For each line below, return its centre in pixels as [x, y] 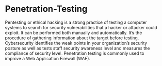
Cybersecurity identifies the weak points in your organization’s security [76, 43]
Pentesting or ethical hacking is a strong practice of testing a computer [76, 22]
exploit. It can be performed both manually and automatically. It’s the [73, 33]
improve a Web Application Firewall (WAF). [48, 58]
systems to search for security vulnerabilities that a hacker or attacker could [81, 27]
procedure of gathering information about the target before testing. [72, 38]
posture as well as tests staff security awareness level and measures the [78, 48]
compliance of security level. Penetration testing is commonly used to [75, 53]
